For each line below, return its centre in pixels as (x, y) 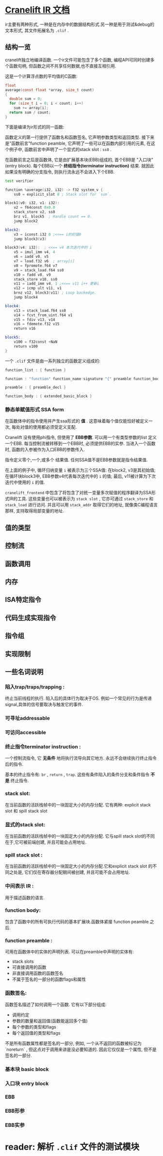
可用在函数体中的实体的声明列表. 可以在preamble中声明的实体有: (70, 952)
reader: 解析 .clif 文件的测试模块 (72, 1147)
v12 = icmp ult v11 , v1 (38, 288)
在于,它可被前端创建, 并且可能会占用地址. (46, 842)
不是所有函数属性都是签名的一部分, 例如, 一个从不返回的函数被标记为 (73, 1043)
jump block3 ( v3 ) (30, 239)
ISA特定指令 (23, 600)
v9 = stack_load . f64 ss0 (39, 270)
